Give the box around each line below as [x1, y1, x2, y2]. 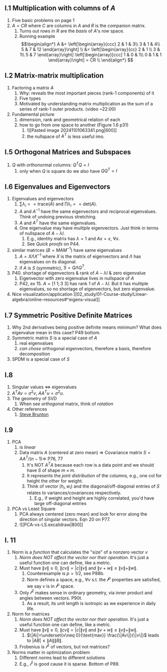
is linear [19, 444, 36, 450]
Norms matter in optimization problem [11, 649, 90, 655]
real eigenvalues [19, 340, 53, 346]
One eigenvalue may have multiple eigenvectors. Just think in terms [19, 225, 159, 231]
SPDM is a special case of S [11, 356, 70, 362]
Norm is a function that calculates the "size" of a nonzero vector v [11, 549, 148, 555]
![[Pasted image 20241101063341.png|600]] [26, 127, 117, 133]
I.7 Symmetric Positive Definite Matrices [4, 311, 133, 319]
